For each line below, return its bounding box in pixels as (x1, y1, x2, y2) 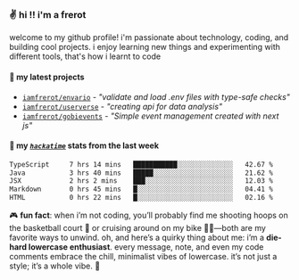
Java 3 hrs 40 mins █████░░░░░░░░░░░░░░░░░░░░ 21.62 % (9, 169, 274, 177)
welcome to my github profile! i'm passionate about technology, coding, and (9, 32, 289, 43)
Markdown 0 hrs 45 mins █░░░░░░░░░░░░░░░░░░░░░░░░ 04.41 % (9, 185, 274, 194)
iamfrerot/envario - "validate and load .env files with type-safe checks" (21, 91, 290, 102)
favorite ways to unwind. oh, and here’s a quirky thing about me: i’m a (9, 232, 265, 243)
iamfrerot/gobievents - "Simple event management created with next (21, 111, 279, 121)
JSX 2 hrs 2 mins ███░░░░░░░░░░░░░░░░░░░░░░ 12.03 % (9, 177, 274, 185)
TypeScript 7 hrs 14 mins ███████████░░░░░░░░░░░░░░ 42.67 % (9, 160, 274, 169)
